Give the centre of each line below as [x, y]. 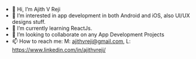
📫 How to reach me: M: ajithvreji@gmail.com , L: [71, 41]
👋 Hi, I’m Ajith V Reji [36, 9]
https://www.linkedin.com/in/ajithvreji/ [59, 50]
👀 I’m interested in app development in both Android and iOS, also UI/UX [101, 15]
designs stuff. [29, 22]
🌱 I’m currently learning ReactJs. [52, 28]
